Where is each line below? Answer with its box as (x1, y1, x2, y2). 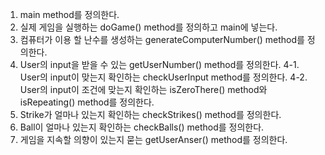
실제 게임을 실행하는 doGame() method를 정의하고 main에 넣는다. (19, 21, 278, 33)
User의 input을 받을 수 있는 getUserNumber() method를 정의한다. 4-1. (19, 59, 300, 70)
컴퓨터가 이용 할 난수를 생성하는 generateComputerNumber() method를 (19, 34, 305, 45)
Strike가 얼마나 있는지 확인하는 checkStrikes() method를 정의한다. (19, 109, 282, 120)
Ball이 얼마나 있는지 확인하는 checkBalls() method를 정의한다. (19, 121, 265, 133)
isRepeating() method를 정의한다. (19, 96, 155, 108)
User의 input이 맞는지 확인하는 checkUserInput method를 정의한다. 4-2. (19, 71, 308, 83)
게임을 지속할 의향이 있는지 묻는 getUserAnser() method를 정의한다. (19, 134, 288, 145)
